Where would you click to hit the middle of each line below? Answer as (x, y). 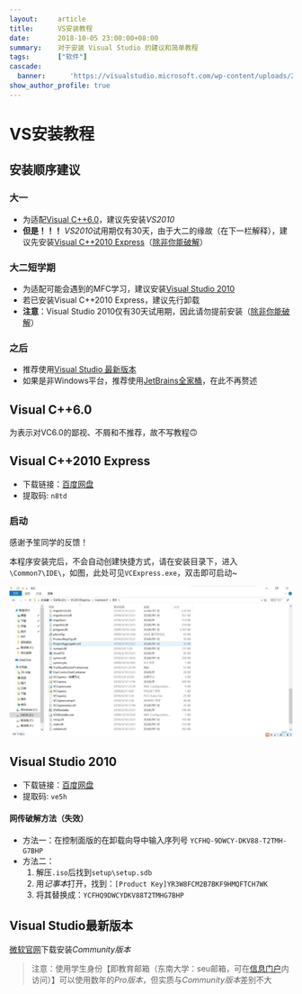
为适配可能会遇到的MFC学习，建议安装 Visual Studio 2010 (129, 288)
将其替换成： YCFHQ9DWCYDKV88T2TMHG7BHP (110, 894)
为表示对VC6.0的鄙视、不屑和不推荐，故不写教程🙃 (103, 433)
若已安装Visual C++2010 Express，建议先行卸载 (111, 300)
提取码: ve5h (44, 796)
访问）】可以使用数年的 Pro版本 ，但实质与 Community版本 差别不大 (151, 980)
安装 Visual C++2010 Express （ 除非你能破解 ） (123, 242)
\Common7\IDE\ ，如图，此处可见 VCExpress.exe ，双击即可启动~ (124, 573)
